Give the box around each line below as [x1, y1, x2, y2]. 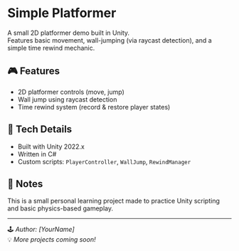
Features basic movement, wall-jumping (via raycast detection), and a [7, 36, 212, 44]
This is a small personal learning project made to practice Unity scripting [7, 197, 221, 205]
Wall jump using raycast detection [17, 95, 117, 104]
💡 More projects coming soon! [7, 235, 96, 244]
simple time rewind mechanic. [7, 43, 95, 52]
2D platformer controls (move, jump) [17, 87, 124, 96]
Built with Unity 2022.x [17, 142, 85, 151]
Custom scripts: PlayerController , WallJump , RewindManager [17, 157, 191, 166]
